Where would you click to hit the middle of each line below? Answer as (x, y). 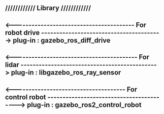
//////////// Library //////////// (48, 8)
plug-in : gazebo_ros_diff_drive (62, 40)
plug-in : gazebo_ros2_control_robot (84, 105)
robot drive (22, 32)
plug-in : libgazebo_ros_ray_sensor (66, 73)
